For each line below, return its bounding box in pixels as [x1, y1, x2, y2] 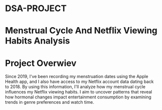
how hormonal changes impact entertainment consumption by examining [5, 94, 152, 100]
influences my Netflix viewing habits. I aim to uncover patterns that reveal [5, 89, 152, 95]
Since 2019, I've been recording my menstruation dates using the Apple [5, 74, 148, 79]
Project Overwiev [5, 58, 77, 68]
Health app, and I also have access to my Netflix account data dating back [5, 79, 154, 85]
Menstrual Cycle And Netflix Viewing [5, 25, 158, 36]
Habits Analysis [5, 35, 71, 47]
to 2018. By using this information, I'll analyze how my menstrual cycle [5, 84, 146, 90]
